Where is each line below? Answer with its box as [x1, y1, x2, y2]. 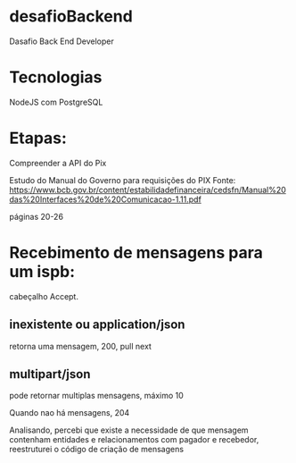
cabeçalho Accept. [9, 290, 78, 301]
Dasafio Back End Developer [9, 36, 114, 46]
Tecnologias [9, 67, 103, 88]
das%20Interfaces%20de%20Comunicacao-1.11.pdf [9, 194, 202, 205]
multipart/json [9, 366, 91, 382]
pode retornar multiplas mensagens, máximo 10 [9, 391, 185, 401]
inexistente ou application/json [9, 317, 185, 333]
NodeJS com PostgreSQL [9, 97, 103, 107]
